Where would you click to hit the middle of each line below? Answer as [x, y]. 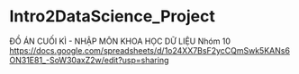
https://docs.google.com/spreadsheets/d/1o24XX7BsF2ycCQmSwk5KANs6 [150, 50]
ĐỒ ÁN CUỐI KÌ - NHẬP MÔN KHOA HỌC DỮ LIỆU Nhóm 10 [120, 41]
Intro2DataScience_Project [113, 16]
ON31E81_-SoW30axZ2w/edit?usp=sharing [89, 60]
